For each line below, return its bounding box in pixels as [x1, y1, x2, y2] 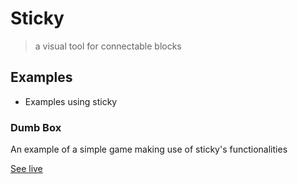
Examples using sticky [24, 95, 118, 107]
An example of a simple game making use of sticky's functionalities [10, 143, 288, 156]
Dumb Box [10, 120, 62, 134]
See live [10, 163, 43, 175]
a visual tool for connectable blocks [34, 40, 182, 52]
